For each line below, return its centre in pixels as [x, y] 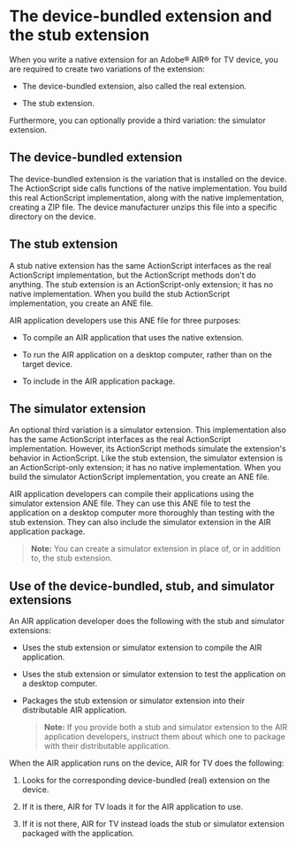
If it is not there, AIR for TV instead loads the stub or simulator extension [153, 824]
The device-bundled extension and [140, 16]
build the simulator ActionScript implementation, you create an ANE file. [140, 477]
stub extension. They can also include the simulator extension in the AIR [140, 523]
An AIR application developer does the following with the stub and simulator [147, 622]
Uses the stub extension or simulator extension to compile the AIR [142, 648]
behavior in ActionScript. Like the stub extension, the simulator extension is [146, 458]
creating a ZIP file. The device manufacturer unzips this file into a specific [143, 207]
